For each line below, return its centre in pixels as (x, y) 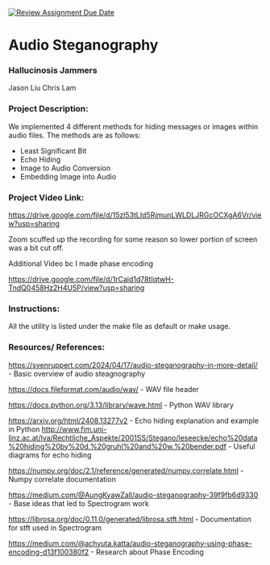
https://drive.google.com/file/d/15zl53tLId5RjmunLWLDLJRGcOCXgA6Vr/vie (135, 215)
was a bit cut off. (36, 248)
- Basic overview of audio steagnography (77, 373)
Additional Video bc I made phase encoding (81, 264)
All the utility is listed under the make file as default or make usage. (120, 327)
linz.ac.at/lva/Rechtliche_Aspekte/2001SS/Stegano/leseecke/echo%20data (133, 437)
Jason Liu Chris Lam (42, 88)
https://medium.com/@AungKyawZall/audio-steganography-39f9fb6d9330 (133, 495)
